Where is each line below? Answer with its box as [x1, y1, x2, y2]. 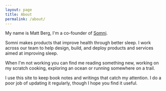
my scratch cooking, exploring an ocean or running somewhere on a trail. [5, 65, 155, 71]
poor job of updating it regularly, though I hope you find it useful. [5, 80, 138, 86]
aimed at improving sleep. [5, 50, 58, 56]
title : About [5, 12, 32, 17]
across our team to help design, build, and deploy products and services [5, 45, 154, 51]
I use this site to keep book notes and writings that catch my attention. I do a [5, 75, 162, 81]
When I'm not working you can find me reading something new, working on [5, 60, 159, 66]
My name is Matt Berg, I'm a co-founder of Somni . [5, 30, 108, 36]
